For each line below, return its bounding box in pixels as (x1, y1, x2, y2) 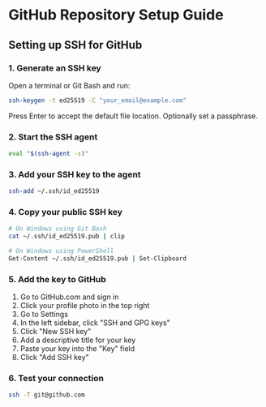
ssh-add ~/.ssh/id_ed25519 (8, 187, 100, 195)
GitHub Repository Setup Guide (8, 6, 225, 24)
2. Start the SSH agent (8, 131, 98, 143)
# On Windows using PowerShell (8, 247, 114, 255)
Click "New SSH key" (19, 327, 92, 336)
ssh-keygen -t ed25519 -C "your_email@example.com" (8, 96, 187, 105)
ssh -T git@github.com (8, 391, 85, 399)
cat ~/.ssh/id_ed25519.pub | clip (8, 233, 126, 241)
